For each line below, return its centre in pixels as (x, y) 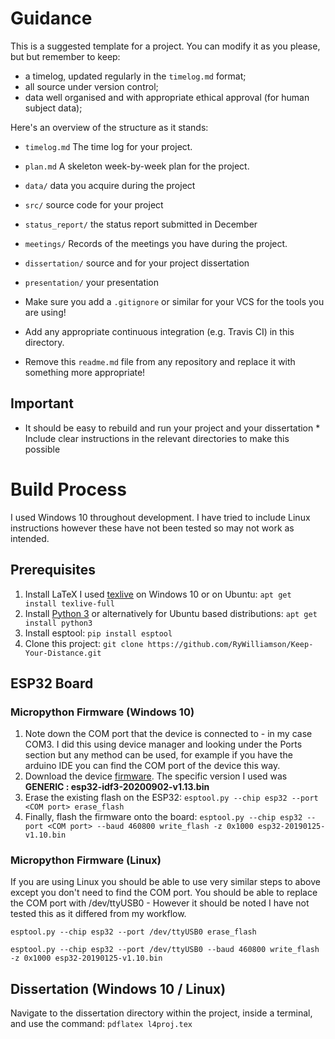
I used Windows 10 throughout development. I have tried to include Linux (160, 517)
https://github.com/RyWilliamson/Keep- (230, 644)
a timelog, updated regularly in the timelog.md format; (135, 76)
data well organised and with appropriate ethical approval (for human (167, 97)
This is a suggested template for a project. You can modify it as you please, (165, 46)
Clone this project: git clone (84, 643)
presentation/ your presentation (92, 282)
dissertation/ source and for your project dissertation (137, 263)
